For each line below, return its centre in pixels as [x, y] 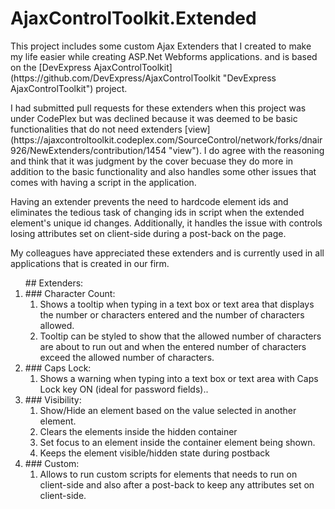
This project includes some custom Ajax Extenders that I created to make [161, 46]
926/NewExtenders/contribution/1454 [88, 150]
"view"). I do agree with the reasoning [246, 150]
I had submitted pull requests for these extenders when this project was [158, 108]
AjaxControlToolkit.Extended [133, 18]
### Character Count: [70, 293]
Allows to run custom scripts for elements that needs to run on [168, 474]
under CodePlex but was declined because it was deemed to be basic [154, 118]
